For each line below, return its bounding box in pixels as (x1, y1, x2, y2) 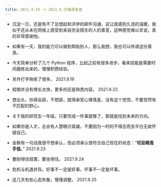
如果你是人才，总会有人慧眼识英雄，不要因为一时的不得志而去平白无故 (12, 123, 152, 129)
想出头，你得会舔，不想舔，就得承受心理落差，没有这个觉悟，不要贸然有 (12, 96, 156, 102)
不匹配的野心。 (12, 103, 42, 109)
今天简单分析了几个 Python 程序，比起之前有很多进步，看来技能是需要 (12, 60, 152, 65)
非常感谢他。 (16, 33, 42, 39)
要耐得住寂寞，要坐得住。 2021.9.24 (12, 156, 84, 162)
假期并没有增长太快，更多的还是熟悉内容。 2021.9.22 (12, 86, 118, 92)
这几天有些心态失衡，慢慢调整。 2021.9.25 (12, 176, 97, 182)
